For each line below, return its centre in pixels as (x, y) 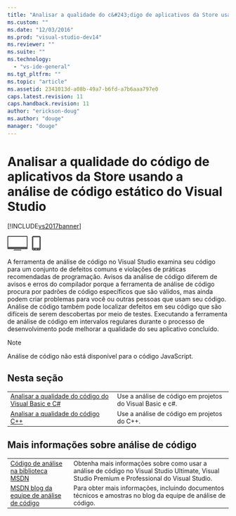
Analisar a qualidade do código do (59, 396)
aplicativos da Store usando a (96, 176)
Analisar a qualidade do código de (109, 161)
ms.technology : (29, 60)
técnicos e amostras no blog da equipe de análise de (150, 495)
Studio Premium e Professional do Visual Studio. (143, 478)
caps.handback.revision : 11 (48, 104)
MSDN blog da (31, 488)
